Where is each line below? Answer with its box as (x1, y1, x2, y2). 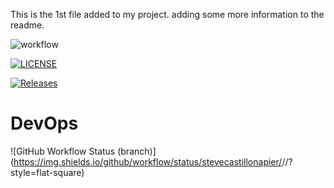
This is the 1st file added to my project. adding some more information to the (10, 9, 325, 20)
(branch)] (117, 145, 157, 157)
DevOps (10, 112, 79, 135)
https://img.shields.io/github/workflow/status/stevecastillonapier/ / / (13, 155, 289, 168)
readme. (10, 19, 45, 31)
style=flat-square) (10, 166, 85, 178)
